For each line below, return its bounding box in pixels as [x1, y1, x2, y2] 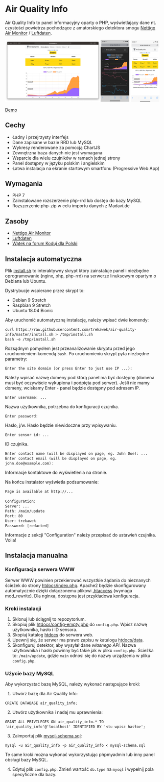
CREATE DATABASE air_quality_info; [5, 701, 78, 706]
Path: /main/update [5, 509, 45, 513]
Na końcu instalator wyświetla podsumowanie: [5, 479, 99, 485]
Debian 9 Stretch [12, 297, 47, 303]
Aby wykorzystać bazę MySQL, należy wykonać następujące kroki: [5, 681, 141, 687]
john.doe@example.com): [5, 461, 54, 466]
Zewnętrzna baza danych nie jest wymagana [12, 149, 103, 155]
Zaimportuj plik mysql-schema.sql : [12, 733, 82, 739]
